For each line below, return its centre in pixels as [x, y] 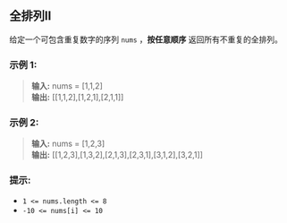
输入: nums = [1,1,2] [67, 86]
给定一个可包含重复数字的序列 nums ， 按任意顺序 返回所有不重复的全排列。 [146, 39]
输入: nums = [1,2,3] [68, 144]
